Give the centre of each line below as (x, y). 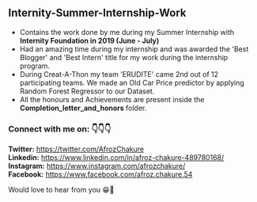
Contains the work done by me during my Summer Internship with (127, 32)
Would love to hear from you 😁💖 (61, 190)
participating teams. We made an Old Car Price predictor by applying (132, 82)
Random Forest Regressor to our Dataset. (87, 91)
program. (34, 66)
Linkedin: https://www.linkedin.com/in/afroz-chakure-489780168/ (116, 158)
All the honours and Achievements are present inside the (112, 99)
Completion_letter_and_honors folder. (83, 108)
